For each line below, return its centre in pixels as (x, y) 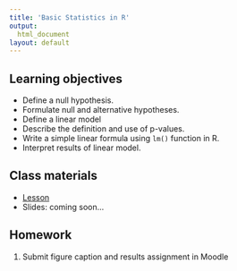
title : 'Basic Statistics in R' (69, 17)
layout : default (39, 42)
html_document (43, 34)
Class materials (54, 176)
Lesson (36, 197)
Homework (41, 235)
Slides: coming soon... (63, 207)
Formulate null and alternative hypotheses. (101, 110)
